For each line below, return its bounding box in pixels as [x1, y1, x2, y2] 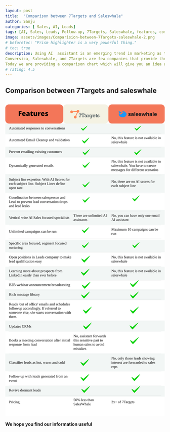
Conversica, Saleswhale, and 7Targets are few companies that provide [5, 56, 157, 61]
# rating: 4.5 [5, 67, 35, 72]
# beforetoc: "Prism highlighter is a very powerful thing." [5, 40, 137, 46]
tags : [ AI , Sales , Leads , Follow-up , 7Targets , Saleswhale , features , [5, 29, 157, 35]
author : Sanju [5, 19, 35, 24]
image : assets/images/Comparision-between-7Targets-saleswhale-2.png [5, 35, 155, 40]
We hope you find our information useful [5, 421, 93, 427]
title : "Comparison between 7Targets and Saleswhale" [5, 13, 123, 19]
